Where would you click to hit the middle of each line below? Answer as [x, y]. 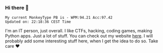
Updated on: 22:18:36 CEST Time [38, 22]
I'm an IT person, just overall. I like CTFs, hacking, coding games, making [79, 31]
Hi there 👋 [17, 8]
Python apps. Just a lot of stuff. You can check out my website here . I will [79, 36]
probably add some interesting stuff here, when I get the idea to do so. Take [81, 41]
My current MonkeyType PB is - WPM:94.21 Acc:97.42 [59, 18]
